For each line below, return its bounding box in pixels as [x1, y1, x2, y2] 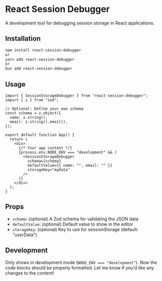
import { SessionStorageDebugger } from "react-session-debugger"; [5, 93, 149, 98]
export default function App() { [5, 132, 75, 138]
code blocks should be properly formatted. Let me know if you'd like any [5, 265, 155, 271]
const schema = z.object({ [5, 111, 61, 116]
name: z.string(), [9, 115, 48, 120]
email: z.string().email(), [9, 119, 68, 124]
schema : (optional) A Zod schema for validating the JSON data [12, 216, 139, 222]
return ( [9, 137, 28, 141]
